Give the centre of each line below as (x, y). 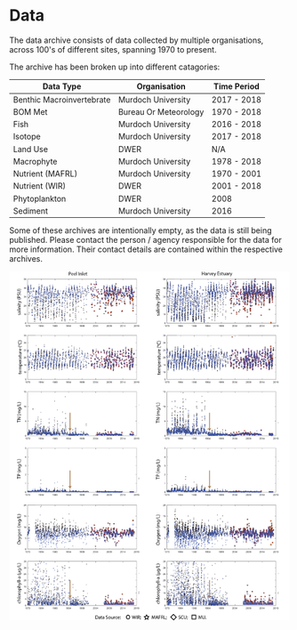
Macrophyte (35, 161)
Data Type (62, 86)
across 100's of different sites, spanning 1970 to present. (113, 49)
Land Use (31, 149)
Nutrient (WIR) (40, 186)
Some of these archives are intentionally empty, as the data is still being (140, 230)
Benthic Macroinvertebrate (62, 100)
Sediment (31, 211)
